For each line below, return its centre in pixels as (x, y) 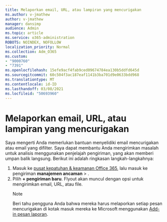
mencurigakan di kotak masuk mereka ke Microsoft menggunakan (80, 209)
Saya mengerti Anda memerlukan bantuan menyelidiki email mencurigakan (82, 142)
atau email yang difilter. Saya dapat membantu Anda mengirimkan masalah (82, 148)
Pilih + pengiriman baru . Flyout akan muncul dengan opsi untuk (78, 179)
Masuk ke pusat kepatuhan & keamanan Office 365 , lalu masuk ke (80, 168)
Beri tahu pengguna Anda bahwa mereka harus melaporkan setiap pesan (87, 203)
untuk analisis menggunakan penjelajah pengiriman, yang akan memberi (79, 153)
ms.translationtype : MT (30, 79)
